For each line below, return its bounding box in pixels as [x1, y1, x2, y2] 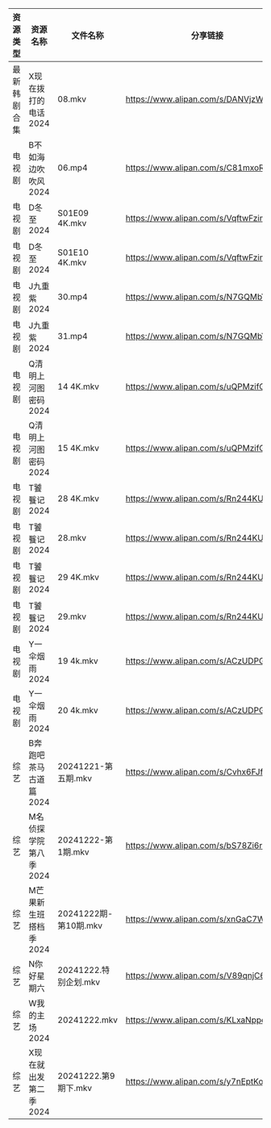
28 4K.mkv [57, 493, 99, 503]
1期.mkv [57, 846, 90, 858]
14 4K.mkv [57, 381, 99, 392]
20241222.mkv [57, 1014, 119, 1026]
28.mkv [57, 533, 87, 543]
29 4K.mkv [57, 572, 99, 583]
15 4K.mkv [57, 443, 99, 453]
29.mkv [57, 611, 87, 622]
